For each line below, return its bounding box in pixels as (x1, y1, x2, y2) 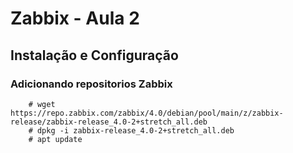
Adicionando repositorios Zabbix (10, 77, 173, 91)
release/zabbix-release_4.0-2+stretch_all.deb (10, 117, 208, 127)
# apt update (28, 134, 83, 144)
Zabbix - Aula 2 (10, 7, 140, 30)
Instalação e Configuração (10, 47, 179, 64)
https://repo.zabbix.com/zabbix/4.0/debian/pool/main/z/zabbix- (10, 108, 284, 118)
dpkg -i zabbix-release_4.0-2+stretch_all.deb (36, 125, 235, 136)
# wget (28, 99, 56, 109)
